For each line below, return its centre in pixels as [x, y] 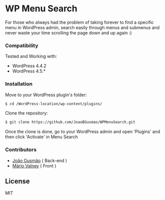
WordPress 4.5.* [29, 71]
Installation [19, 84]
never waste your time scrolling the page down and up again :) [68, 33]
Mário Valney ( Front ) [34, 165]
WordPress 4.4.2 [29, 66]
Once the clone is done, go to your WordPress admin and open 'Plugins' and [82, 132]
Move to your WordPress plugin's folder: [46, 95]
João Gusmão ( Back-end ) [40, 160]
